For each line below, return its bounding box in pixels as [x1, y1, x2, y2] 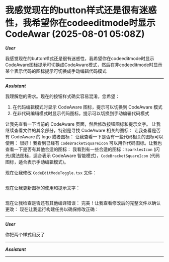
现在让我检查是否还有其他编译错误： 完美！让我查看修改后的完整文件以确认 [5, 200, 161, 206]
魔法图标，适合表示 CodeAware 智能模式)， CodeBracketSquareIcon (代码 [11, 152, 160, 159]
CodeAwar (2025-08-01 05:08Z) [5, 28, 145, 40]
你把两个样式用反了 [5, 231, 45, 237]
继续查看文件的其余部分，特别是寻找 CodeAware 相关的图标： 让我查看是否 [5, 127, 161, 133]
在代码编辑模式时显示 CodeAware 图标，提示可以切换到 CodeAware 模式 [12, 104, 162, 110]
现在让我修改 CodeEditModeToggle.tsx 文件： [5, 170, 97, 176]
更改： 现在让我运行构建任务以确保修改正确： [5, 206, 99, 212]
